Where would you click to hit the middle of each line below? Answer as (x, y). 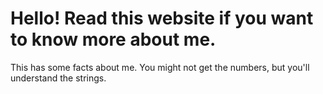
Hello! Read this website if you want (162, 18)
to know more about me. (113, 39)
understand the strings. (58, 78)
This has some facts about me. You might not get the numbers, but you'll (160, 67)
